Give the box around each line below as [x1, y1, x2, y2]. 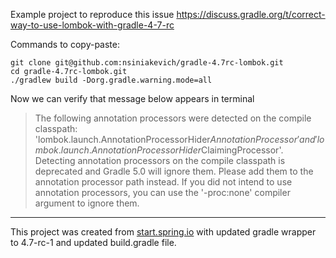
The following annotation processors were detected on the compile [34, 112, 312, 124]
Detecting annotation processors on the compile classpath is [34, 155, 286, 166]
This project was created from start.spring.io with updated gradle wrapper [10, 226, 317, 238]
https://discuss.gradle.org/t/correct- [176, 9, 326, 20]
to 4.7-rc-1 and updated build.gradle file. [10, 237, 177, 248]
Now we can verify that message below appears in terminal [10, 93, 255, 104]
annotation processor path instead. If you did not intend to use [34, 176, 293, 188]
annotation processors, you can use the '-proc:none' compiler [34, 187, 291, 198]
